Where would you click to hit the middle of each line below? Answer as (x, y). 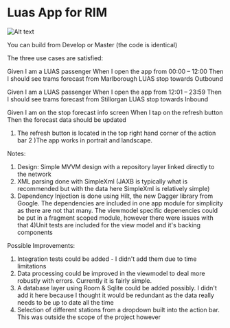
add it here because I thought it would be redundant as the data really (116, 295)
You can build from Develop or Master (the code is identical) (92, 45)
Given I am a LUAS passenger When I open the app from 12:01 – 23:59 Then (114, 92)
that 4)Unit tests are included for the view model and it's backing (109, 225)
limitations (32, 266)
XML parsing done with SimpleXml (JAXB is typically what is (102, 181)
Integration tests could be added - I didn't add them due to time (107, 259)
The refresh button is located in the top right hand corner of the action (116, 133)
